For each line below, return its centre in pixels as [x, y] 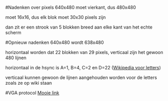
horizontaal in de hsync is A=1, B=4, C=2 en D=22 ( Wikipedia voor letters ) [83, 68]
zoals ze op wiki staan [29, 83]
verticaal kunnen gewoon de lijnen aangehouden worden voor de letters [81, 78]
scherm [13, 32]
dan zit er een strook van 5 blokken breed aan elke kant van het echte [79, 27]
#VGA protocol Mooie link [33, 93]
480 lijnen [16, 58]
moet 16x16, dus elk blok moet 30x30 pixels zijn [56, 17]
